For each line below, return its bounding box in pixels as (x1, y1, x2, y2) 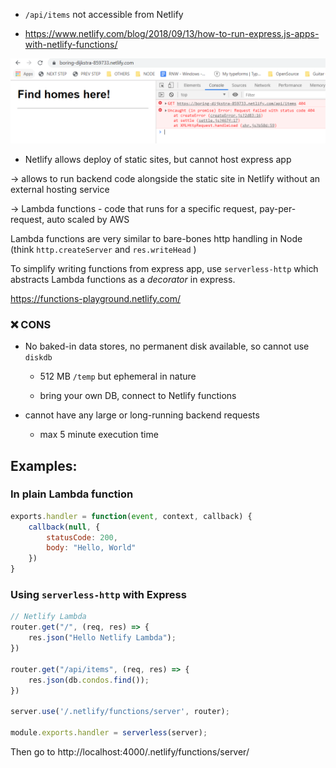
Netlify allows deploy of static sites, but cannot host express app (24, 153, 292, 165)
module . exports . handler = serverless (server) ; (10, 728, 208, 738)
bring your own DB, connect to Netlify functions (39, 390, 237, 402)
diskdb (24, 353, 53, 363)
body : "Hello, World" (46, 543, 137, 553)
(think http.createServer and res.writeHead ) (10, 243, 197, 255)
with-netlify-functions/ (24, 39, 118, 50)
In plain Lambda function (10, 487, 134, 501)
